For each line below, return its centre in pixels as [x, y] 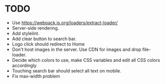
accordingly [24, 65]
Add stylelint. [26, 33]
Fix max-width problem [36, 76]
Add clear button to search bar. [44, 39]
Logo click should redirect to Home [48, 44]
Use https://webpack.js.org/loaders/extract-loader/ [65, 23]
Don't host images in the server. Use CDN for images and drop [76, 49]
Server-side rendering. [35, 28]
